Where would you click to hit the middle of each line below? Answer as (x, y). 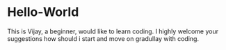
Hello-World (43, 12)
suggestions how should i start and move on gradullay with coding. (103, 38)
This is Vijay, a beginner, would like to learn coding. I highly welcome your (113, 31)
